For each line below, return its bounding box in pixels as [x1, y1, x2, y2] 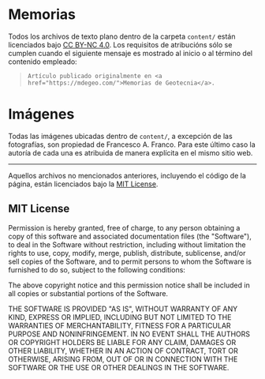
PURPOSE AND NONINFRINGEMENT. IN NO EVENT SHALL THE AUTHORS [8, 329, 251, 339]
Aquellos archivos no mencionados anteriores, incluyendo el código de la [8, 171, 247, 180]
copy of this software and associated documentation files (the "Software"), [8, 231, 252, 241]
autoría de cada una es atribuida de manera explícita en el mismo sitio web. [8, 148, 253, 157]
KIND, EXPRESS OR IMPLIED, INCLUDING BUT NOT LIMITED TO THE [8, 312, 232, 321]
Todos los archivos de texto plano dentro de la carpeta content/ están [8, 32, 236, 41]
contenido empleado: [8, 57, 77, 66]
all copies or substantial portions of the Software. [8, 288, 168, 298]
